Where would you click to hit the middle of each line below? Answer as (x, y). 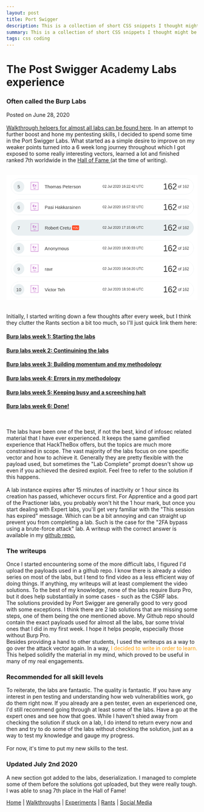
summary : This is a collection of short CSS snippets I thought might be (102, 32)
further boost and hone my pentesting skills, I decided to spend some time (99, 134)
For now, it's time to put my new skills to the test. (67, 749)
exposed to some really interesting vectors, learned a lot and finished (93, 154)
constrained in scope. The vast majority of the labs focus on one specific (98, 451)
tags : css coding (28, 39)
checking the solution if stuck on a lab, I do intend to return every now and (99, 722)
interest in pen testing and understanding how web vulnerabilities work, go (100, 697)
